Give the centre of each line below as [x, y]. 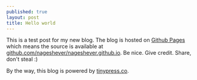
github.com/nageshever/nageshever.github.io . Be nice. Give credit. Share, [99, 53]
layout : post [23, 17]
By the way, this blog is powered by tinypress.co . [68, 71]
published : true [27, 12]
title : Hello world [31, 23]
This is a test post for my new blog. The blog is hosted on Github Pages [96, 40]
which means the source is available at [55, 46]
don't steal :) [22, 59]
